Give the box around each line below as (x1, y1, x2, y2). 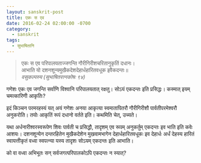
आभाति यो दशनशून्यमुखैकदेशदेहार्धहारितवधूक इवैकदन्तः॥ (21, 66, 129, 74)
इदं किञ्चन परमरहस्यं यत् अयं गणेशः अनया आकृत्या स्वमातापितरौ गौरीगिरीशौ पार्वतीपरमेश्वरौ (6, 104, 177, 111)
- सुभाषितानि (12, 43, 35, 49)
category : (6, 26, 32, 32)
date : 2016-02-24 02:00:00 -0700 (6, 20, 91, 26)
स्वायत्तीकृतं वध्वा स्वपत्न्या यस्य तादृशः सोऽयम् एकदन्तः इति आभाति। (6, 137, 134, 144)
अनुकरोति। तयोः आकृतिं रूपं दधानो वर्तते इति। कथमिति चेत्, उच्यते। (6, 111, 138, 119)
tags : (6, 37, 20, 43)
